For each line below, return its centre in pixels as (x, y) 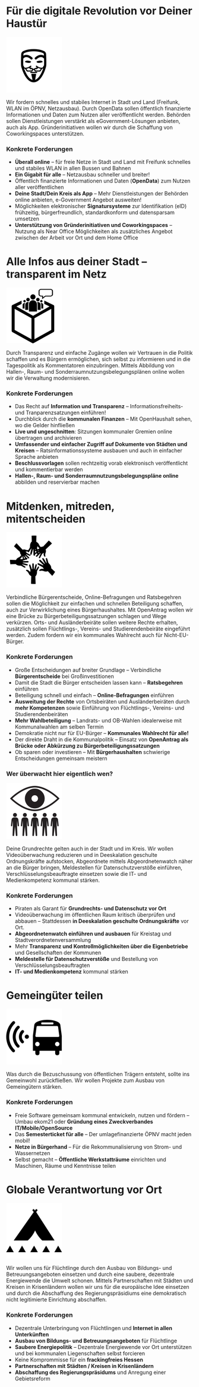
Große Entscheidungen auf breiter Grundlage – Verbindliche (88, 670)
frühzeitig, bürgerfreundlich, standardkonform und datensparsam (95, 213)
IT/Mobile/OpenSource (44, 1128)
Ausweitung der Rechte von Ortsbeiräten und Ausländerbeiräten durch (102, 701)
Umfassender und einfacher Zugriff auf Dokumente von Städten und (101, 445)
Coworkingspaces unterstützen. (45, 133)
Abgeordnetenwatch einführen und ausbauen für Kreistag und (93, 934)
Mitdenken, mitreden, (60, 506)
